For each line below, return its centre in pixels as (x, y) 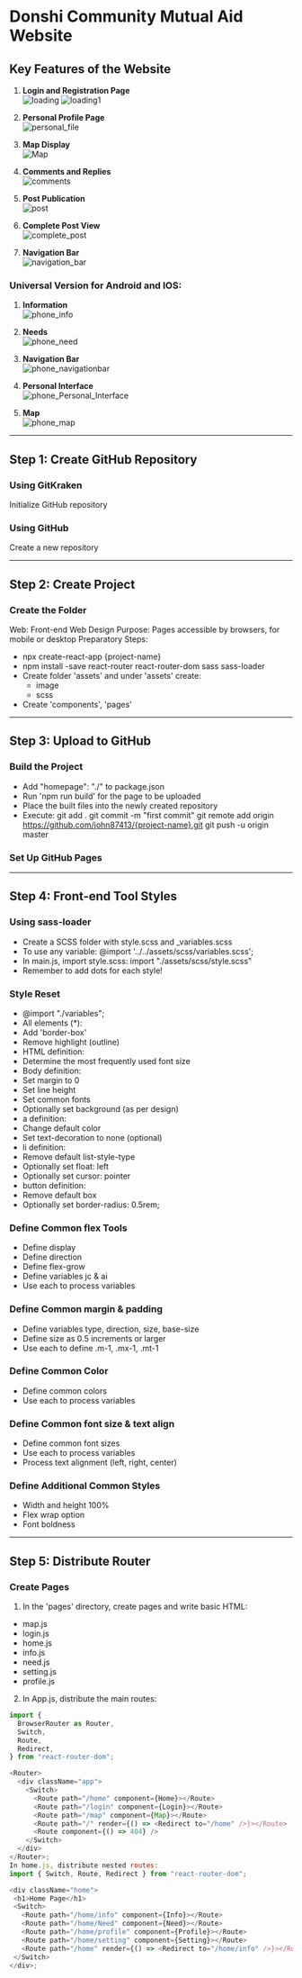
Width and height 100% (66, 1505)
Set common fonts (57, 1099)
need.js (36, 1662)
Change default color (62, 1128)
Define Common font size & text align (92, 1423)
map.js (35, 1624)
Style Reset (35, 994)
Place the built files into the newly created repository (120, 805)
